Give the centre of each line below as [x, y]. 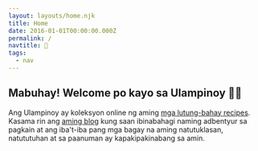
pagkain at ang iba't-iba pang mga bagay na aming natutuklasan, [116, 129]
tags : [17, 53]
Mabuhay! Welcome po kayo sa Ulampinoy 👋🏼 [125, 93]
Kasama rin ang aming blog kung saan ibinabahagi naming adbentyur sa [128, 120]
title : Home [28, 23]
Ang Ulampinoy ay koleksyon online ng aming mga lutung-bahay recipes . [129, 112]
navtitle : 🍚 [28, 46]
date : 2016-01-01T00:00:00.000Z [62, 31]
